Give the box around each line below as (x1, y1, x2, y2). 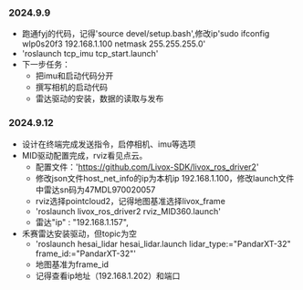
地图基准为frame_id (35, 258, 110, 270)
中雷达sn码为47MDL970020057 (35, 184, 156, 195)
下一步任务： (21, 59, 70, 70)
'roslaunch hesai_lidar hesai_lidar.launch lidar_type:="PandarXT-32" (35, 238, 291, 249)
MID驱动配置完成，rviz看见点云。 (21, 150, 148, 161)
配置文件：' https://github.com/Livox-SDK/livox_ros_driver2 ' (35, 161, 259, 172)
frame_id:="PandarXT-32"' (35, 248, 136, 259)
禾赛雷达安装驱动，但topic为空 (21, 228, 138, 239)
